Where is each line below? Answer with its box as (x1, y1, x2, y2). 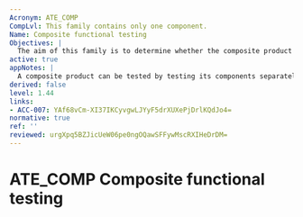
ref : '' (9, 122, 39, 131)
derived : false (9, 80, 67, 89)
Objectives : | (9, 38, 63, 48)
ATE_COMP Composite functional (9, 169, 266, 190)
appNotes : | (9, 64, 54, 73)
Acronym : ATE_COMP (9, 13, 78, 23)
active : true (9, 55, 59, 64)
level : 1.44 (9, 88, 54, 97)
